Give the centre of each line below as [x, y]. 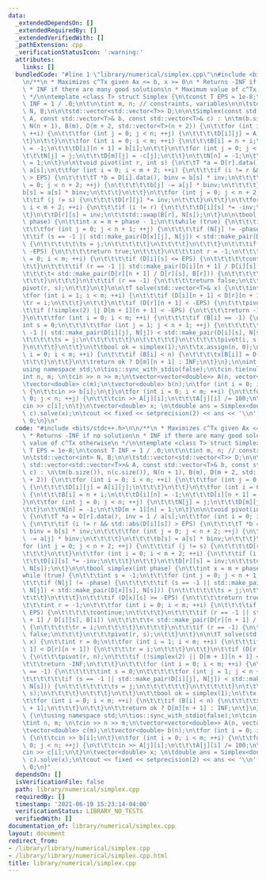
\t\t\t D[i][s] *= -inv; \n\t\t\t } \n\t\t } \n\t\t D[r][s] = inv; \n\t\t [136, 561]
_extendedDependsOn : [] [54, 23]
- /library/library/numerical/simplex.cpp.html [88, 856]
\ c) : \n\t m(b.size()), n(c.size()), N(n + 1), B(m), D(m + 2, [131, 472]
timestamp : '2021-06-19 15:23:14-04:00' [83, 804]
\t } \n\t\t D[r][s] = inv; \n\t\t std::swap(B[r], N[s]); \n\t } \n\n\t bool [140, 215]
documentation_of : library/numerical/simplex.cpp [92, 826]
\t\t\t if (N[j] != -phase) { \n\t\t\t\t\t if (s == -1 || [117, 583]
